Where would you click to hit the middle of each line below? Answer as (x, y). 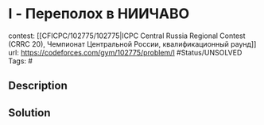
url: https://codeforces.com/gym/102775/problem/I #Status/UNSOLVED (125, 52)
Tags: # (21, 61)
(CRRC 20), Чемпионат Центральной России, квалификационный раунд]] (132, 44)
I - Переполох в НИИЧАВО (99, 14)
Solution (29, 113)
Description (38, 86)
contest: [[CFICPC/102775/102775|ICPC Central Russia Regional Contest (127, 36)
